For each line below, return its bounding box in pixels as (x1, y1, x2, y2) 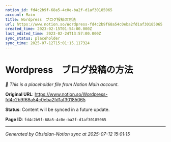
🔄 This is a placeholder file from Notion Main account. (5, 81, 119, 87)
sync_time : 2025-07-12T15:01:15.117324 (5, 41, 90, 46)
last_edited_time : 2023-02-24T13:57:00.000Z (5, 31, 101, 36)
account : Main (5, 12, 36, 17)
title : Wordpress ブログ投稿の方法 (5, 17, 76, 22)
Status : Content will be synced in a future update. (5, 106, 110, 112)
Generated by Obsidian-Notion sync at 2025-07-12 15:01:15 (5, 131, 130, 137)
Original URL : (5, 91, 34, 97)
